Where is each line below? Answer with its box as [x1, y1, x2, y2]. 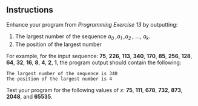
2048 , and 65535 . [6, 93, 53, 100]
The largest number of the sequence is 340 [6, 70, 118, 76]
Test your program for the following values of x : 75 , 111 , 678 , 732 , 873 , [6, 86, 183, 93]
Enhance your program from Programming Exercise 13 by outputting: [6, 21, 178, 28]
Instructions [6, 5, 53, 15]
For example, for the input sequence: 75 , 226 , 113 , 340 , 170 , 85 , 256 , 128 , [6, 52, 193, 59]
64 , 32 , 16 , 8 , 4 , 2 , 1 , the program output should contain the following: [6, 59, 182, 66]
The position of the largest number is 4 [6, 76, 113, 82]
